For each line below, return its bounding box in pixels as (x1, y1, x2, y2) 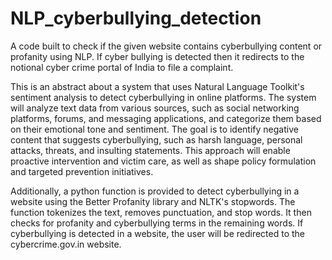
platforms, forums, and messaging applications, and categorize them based (10, 112, 322, 124)
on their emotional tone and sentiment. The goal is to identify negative (10, 123, 299, 135)
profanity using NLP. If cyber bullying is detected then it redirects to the (10, 50, 305, 62)
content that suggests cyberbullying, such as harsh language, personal (10, 133, 303, 146)
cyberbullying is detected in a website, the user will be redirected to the (10, 227, 306, 239)
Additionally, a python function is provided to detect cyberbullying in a (10, 185, 300, 197)
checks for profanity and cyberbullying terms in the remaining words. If (10, 217, 304, 229)
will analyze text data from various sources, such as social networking (10, 102, 300, 114)
